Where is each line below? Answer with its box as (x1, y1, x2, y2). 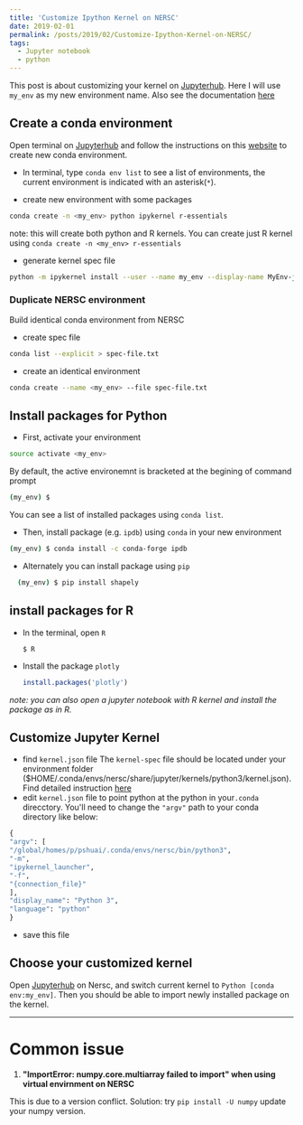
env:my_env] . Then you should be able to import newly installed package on (9, 989, 290, 999)
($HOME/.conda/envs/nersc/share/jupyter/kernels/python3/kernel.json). (22, 773, 291, 784)
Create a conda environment (9, 116, 173, 131)
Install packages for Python (9, 408, 168, 423)
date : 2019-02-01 (9, 22, 75, 31)
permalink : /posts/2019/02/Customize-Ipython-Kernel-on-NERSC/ (9, 30, 252, 39)
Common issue (9, 1039, 124, 1060)
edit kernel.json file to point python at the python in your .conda (22, 792, 260, 803)
